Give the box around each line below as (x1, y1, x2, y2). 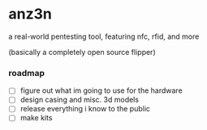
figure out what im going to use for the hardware (19, 86, 183, 95)
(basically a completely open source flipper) (8, 47, 156, 57)
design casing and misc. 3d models (19, 94, 140, 105)
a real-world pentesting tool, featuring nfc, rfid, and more (8, 31, 200, 41)
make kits (19, 113, 53, 123)
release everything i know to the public (19, 104, 151, 114)
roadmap (8, 67, 45, 78)
